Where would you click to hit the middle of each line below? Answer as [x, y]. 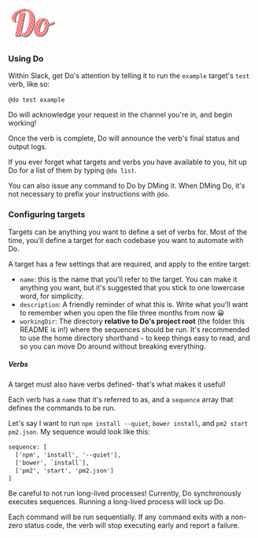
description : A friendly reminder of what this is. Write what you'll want [134, 304]
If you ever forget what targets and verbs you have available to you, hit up [128, 162]
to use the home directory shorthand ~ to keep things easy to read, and [135, 338]
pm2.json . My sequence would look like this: [79, 432]
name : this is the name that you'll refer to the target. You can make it [128, 279]
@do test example [37, 100]
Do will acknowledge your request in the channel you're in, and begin [120, 115]
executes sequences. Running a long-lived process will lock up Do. [117, 501]
